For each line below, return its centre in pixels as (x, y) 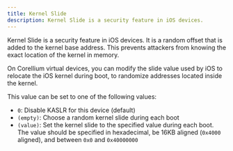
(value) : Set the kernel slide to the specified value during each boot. (115, 125)
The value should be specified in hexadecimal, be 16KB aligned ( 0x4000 (119, 132)
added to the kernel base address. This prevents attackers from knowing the (117, 47)
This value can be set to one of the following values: (82, 96)
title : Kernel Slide (37, 14)
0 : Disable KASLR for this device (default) (76, 110)
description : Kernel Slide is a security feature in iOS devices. (105, 20)
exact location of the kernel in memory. (63, 55)
